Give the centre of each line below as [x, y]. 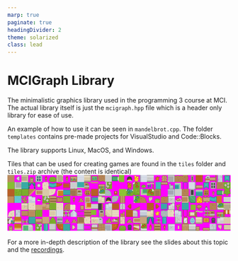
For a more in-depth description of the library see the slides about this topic [118, 242]
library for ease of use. [41, 115]
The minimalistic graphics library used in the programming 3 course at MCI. [118, 100]
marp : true [23, 15]
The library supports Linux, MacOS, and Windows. [81, 150]
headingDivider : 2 [34, 30]
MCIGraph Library [61, 81]
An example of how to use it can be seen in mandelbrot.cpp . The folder [110, 129]
